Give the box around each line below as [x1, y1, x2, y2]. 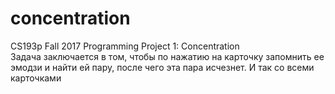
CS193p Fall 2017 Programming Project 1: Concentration [10, 40, 240, 52]
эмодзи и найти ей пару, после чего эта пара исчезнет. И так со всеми [10, 61, 315, 73]
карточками [10, 72, 62, 84]
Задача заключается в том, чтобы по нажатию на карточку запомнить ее [10, 50, 325, 62]
